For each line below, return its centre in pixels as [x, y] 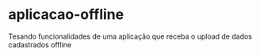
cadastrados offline [40, 44]
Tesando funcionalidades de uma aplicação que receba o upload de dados [130, 36]
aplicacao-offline [66, 15]
